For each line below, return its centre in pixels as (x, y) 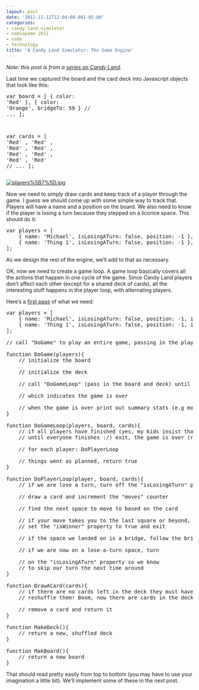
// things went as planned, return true (78, 461)
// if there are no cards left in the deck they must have (106, 592)
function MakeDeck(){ (38, 627)
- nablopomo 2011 (28, 34)
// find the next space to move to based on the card (98, 508)
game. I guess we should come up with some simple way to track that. (92, 200)
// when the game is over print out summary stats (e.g (102, 408)
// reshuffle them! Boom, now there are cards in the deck (106, 597)
